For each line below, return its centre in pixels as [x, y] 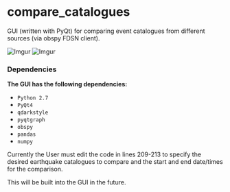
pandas [26, 134]
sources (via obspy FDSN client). [54, 38]
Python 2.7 [33, 98]
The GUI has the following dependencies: [67, 84]
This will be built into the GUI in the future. [67, 182]
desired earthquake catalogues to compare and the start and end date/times [115, 162]
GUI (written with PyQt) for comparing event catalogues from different [106, 31]
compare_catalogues [69, 12]
